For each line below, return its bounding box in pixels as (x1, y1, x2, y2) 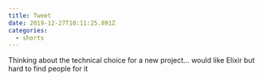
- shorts (15, 33, 45, 42)
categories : (8, 26, 48, 34)
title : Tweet (8, 11, 52, 20)
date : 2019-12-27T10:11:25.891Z (8, 19, 116, 27)
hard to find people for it (8, 64, 88, 74)
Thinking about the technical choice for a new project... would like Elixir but (8, 56, 255, 65)
